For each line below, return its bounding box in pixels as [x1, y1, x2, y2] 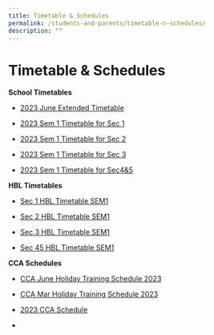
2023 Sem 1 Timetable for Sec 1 [19, 119, 125, 128]
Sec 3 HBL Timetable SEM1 [19, 228, 111, 237]
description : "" [8, 26, 63, 34]
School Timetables [8, 87, 72, 97]
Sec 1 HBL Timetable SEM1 [19, 196, 109, 206]
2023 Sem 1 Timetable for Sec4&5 [19, 165, 134, 175]
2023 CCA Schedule [19, 305, 88, 315]
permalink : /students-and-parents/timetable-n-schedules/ [8, 19, 206, 27]
